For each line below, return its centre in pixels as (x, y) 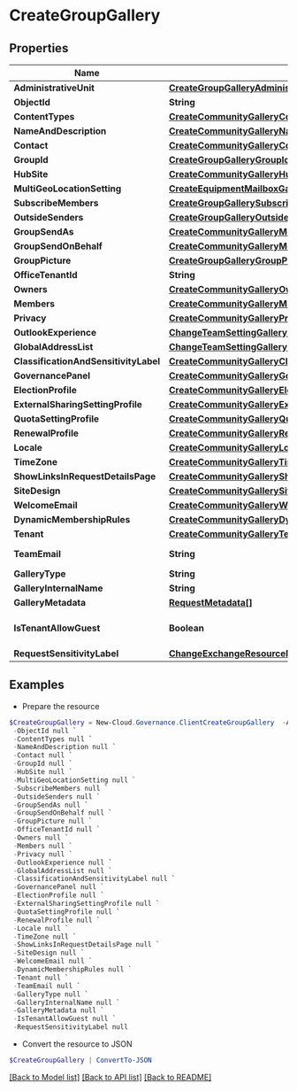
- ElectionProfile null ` (58, 895)
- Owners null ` (41, 838)
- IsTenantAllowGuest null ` (65, 1019)
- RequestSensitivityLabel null (70, 1027)
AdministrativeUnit (54, 88)
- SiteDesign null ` (49, 953)
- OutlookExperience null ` (63, 863)
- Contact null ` (43, 755)
